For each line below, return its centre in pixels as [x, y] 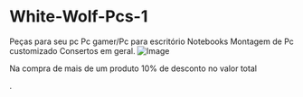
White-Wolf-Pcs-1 [79, 17]
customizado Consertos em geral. [72, 50]
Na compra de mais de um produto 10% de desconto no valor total [133, 68]
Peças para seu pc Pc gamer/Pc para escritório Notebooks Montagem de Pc [151, 41]
